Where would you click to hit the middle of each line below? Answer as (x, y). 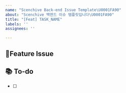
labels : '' (17, 24)
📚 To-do (20, 71)
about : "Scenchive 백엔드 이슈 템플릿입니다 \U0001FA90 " (60, 15)
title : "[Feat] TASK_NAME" (34, 19)
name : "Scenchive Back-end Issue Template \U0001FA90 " (64, 10)
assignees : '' (20, 29)
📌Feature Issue (29, 54)
